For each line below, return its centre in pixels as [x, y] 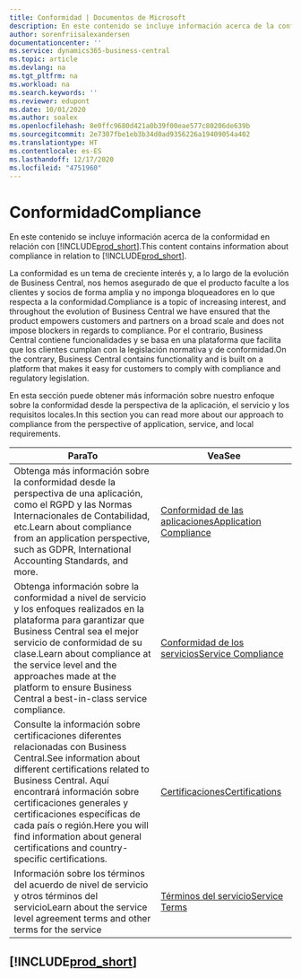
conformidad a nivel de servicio [80, 598]
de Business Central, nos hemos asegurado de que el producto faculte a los [149, 283]
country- [108, 848]
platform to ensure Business [73, 687]
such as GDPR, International [73, 550]
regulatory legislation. [49, 379]
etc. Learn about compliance [73, 528]
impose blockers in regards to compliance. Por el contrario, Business [136, 331]
